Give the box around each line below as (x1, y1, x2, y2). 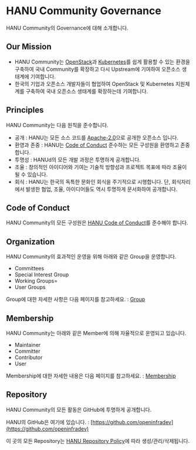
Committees (14, 265, 45, 272)
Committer (14, 348, 40, 355)
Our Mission (6, 42, 52, 52)
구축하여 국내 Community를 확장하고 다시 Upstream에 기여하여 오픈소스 (14, 65, 181, 72)
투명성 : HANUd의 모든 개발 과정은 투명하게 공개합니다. (14, 156, 141, 163)
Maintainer (14, 342, 41, 348)
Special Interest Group (14, 271, 69, 278)
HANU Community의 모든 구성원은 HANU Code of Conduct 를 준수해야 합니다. (6, 219, 188, 226)
